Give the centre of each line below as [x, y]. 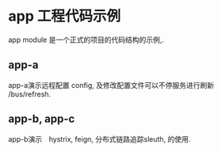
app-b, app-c [42, 119]
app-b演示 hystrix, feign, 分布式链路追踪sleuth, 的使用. [100, 139]
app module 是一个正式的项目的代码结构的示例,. [86, 40]
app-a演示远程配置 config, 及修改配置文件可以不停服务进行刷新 [111, 85]
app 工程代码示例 [65, 16]
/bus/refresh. [30, 94]
